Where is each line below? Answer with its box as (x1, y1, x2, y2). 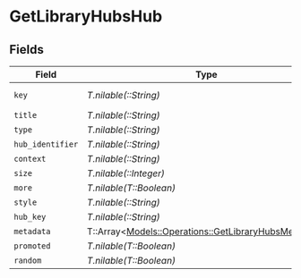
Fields (9, 42, 45, 57)
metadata (13, 226, 51, 236)
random (13, 256, 42, 265)
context (13, 154, 47, 164)
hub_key (13, 212, 47, 222)
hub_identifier (13, 139, 79, 149)
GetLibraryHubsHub (9, 6, 163, 27)
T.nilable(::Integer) (86, 167, 166, 180)
